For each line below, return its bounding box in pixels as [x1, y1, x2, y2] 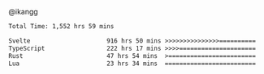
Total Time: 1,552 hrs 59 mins [8, 23, 115, 31]
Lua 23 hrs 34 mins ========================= [8, 60, 256, 68]
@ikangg [8, 7, 38, 16]
